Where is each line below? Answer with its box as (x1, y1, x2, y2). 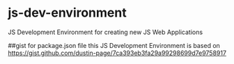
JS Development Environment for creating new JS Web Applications (8, 28, 203, 36)
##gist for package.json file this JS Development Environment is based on (8, 41, 220, 49)
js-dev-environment (8, 5, 127, 21)
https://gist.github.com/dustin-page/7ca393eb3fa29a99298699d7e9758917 (8, 49, 227, 57)
